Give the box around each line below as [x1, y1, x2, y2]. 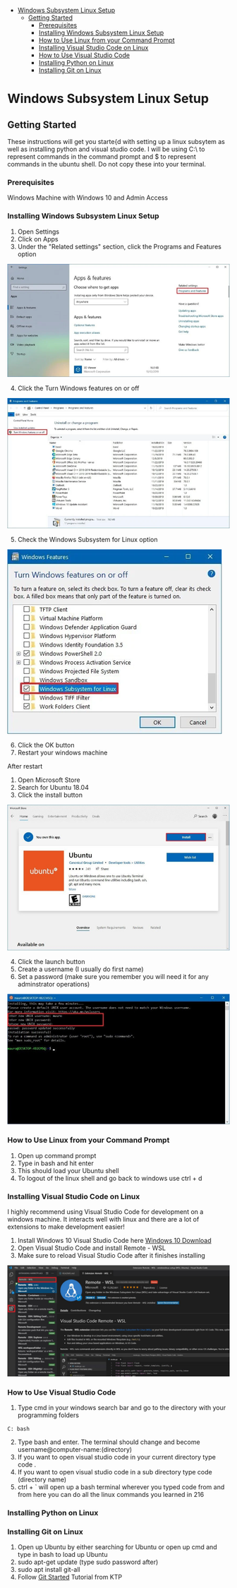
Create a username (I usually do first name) [17, 965, 144, 973]
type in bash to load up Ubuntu [17, 1551, 108, 1559]
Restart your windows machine [17, 748, 108, 757]
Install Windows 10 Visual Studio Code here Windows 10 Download [17, 1236, 212, 1244]
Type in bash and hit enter [17, 1159, 94, 1167]
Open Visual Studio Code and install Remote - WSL [17, 1244, 166, 1252]
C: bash [7, 1426, 30, 1433]
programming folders [17, 1411, 80, 1419]
